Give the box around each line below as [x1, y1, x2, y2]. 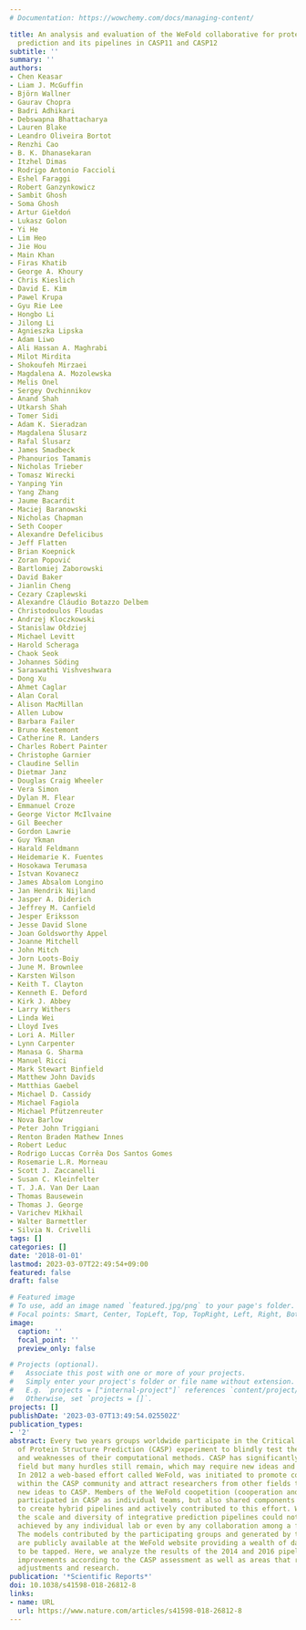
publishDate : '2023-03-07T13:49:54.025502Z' [9, 1411, 181, 1420]
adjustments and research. [17, 1563, 120, 1573]
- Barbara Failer [9, 717, 76, 726]
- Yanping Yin [9, 480, 64, 489]
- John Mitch [9, 946, 59, 955]
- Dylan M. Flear [9, 793, 76, 803]
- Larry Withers [9, 1005, 71, 1014]
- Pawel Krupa [9, 293, 64, 302]
